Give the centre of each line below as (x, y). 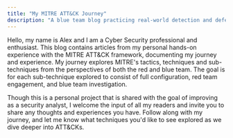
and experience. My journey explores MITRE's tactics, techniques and (107, 62)
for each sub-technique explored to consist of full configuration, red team (112, 76)
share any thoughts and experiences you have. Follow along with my (105, 112)
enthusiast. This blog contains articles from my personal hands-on (102, 47)
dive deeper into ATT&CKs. (46, 127)
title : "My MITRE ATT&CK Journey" (57, 14)
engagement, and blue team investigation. (67, 84)
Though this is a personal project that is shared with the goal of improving (113, 97)
